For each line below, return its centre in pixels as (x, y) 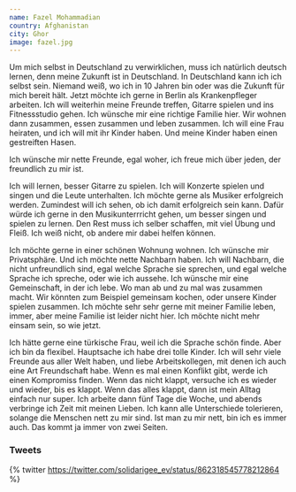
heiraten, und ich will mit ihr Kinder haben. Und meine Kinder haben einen (144, 133)
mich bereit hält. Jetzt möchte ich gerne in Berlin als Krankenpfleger (133, 96)
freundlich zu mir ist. (46, 169)
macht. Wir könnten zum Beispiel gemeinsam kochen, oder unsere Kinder (143, 297)
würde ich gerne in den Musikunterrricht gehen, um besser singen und (138, 214)
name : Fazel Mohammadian (55, 17)
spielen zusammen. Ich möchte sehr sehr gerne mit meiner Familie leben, (143, 307)
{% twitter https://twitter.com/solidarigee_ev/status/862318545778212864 (144, 469)
